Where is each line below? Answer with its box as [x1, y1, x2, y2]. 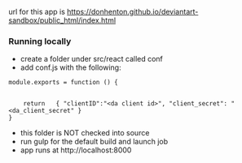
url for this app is [8, 7, 65, 16]
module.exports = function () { [8, 79, 118, 87]
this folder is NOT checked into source [20, 128, 150, 138]
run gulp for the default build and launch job [20, 137, 169, 147]
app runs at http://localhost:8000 [20, 145, 132, 155]
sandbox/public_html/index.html [8, 15, 117, 25]
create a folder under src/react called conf [20, 54, 163, 64]
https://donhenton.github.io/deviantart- [66, 7, 199, 16]
